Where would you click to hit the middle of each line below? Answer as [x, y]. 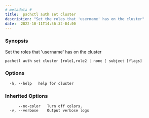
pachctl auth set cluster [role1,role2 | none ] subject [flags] [74, 61]
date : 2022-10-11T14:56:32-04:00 [41, 24]
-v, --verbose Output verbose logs [50, 111]
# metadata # [19, 10]
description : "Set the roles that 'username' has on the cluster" [75, 19]
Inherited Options [27, 96]
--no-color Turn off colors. [50, 106]
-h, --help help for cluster [42, 83]
